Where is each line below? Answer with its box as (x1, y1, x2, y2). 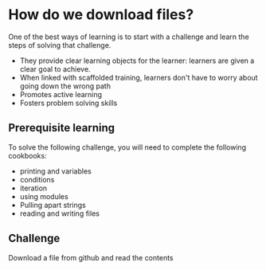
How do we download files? (8, 6, 194, 24)
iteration (19, 183, 48, 193)
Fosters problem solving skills (19, 98, 118, 108)
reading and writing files (19, 209, 100, 218)
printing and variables (19, 166, 92, 176)
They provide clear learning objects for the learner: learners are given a (19, 56, 255, 65)
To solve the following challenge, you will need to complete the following (8, 142, 247, 152)
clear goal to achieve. (19, 64, 91, 73)
